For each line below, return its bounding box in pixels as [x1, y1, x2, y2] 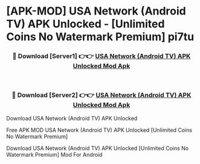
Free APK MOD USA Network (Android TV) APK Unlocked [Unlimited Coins [6, 126, 192, 134]
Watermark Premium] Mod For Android [6, 151, 103, 158]
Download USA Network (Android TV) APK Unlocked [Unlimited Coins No [6, 144, 189, 152]
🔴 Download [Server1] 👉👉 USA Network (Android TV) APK [12, 52, 191, 61]
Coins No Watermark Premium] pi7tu [6, 30, 195, 44]
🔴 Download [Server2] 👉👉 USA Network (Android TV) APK [11, 91, 192, 99]
